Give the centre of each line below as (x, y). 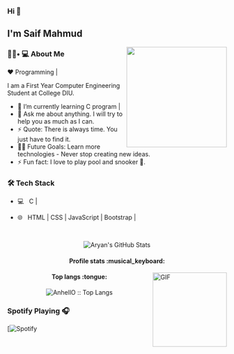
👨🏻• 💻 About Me (36, 54)
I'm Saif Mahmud (45, 34)
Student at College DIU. (41, 93)
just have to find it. (44, 139)
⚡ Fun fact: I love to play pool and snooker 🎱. (81, 162)
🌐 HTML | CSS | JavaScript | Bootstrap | (77, 217)
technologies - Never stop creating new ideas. (84, 154)
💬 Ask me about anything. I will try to (70, 114)
